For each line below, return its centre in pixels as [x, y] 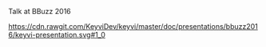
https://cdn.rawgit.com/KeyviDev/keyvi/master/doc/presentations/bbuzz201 [133, 26]
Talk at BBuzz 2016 [40, 11]
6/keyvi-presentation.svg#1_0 [57, 35]
